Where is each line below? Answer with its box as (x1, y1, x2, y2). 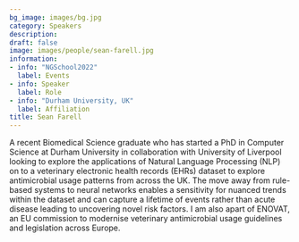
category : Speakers (9, 21, 82, 30)
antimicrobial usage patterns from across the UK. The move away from (9, 175, 271, 186)
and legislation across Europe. (9, 222, 121, 233)
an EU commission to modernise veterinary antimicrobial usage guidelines (9, 213, 283, 224)
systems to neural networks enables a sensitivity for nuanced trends (34, 185, 286, 196)
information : (9, 54, 58, 63)
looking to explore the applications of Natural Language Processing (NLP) (9, 156, 281, 167)
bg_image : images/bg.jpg (9, 13, 102, 22)
